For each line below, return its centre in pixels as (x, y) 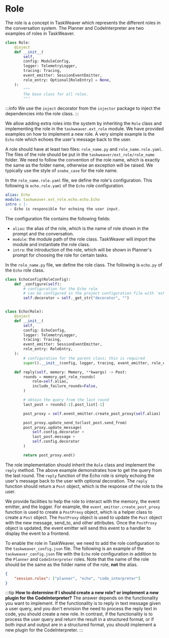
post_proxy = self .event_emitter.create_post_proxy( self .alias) (92, 414)
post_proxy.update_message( (53, 427)
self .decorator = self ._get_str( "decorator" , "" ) (76, 298)
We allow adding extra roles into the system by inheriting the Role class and (83, 123)
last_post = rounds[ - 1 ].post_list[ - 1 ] (64, 405)
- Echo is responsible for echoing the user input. (65, 209)
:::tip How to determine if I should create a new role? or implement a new (82, 593)
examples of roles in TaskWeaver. (40, 33)
